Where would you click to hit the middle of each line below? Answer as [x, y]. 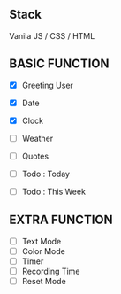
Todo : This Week [54, 191]
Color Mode [44, 251]
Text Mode [42, 241]
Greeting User [47, 85]
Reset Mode [44, 282]
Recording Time [51, 271]
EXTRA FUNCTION [61, 220]
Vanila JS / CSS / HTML [52, 35]
